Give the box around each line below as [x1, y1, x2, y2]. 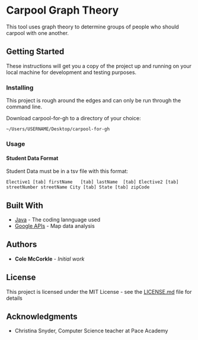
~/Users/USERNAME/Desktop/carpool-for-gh [6, 126, 110, 132]
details [6, 294, 23, 301]
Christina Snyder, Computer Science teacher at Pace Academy [14, 327, 168, 335]
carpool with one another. [6, 29, 69, 36]
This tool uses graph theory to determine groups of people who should [6, 23, 179, 30]
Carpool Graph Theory [6, 4, 119, 17]
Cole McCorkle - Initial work [14, 255, 85, 262]
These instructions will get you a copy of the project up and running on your [6, 62, 191, 69]
